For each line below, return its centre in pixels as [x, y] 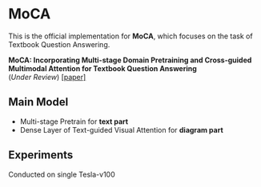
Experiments [41, 155]
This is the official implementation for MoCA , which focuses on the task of [131, 36]
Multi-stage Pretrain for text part [74, 121]
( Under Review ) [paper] [47, 77]
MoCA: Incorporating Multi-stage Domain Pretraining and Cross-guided [130, 60]
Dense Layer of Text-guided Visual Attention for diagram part [122, 129]
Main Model [38, 102]
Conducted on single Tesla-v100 [62, 174]
